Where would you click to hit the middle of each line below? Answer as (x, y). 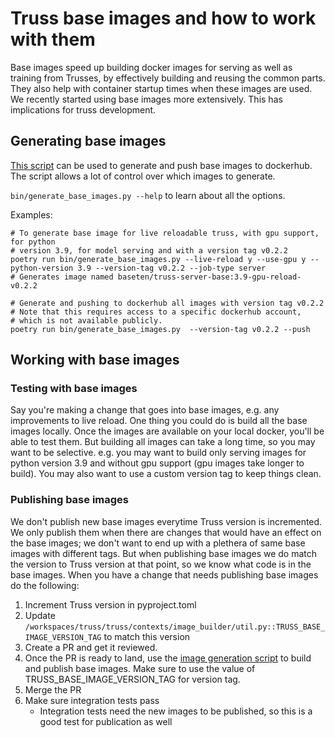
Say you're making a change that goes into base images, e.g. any (145, 410)
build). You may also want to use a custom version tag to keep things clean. (166, 474)
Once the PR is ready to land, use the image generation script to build (168, 658)
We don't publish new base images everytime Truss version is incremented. (166, 521)
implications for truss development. (83, 109)
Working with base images (95, 360)
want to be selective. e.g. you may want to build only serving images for (158, 453)
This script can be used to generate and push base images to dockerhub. (161, 165)
